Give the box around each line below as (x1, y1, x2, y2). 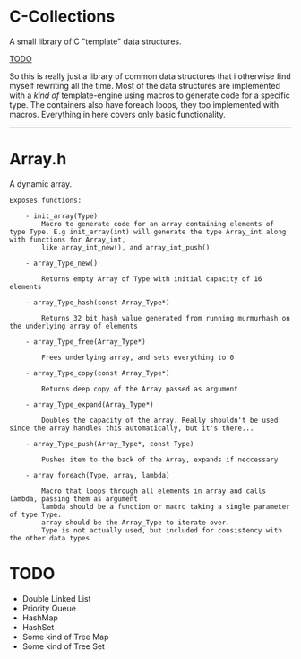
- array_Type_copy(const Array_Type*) (25, 368, 170, 378)
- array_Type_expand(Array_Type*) (25, 400, 154, 409)
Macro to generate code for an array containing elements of (41, 219, 275, 228)
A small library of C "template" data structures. (9, 36, 182, 47)
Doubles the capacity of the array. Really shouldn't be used (41, 416, 279, 425)
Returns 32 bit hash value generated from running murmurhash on (41, 313, 291, 322)
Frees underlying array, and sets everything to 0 (41, 353, 235, 362)
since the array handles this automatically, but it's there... (9, 424, 254, 433)
